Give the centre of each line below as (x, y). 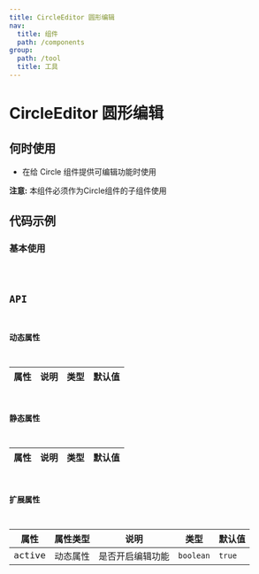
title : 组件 (38, 34)
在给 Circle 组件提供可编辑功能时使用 (89, 171)
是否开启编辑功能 (134, 556)
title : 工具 (38, 67)
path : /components (51, 42)
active (30, 556)
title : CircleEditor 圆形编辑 (62, 17)
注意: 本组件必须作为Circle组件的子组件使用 (88, 190)
